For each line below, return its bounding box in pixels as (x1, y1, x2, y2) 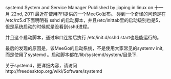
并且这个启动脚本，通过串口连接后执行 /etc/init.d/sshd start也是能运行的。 (5, 35, 162, 40)
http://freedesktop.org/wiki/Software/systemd (5, 68, 102, 74)
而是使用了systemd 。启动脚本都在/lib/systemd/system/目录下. (5, 51, 138, 58)
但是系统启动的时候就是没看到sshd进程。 (5, 23, 92, 30)
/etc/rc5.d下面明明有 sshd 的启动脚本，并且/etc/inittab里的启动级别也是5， (5, 17, 163, 23)
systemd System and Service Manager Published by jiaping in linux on (5, 5, 154, 10)
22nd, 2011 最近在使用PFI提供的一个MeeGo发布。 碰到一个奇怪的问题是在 (11, 11, 166, 17)
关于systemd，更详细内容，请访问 (5, 63, 78, 68)
